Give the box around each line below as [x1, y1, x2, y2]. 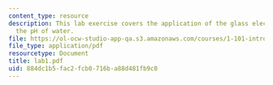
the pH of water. [15, 27, 75, 35]
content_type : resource [8, 11, 89, 20]
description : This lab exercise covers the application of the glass [8, 19, 249, 28]
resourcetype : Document [8, 49, 89, 57]
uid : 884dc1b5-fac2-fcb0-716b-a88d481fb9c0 [8, 65, 158, 73]
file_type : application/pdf [8, 42, 104, 50]
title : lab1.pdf [8, 57, 63, 66]
